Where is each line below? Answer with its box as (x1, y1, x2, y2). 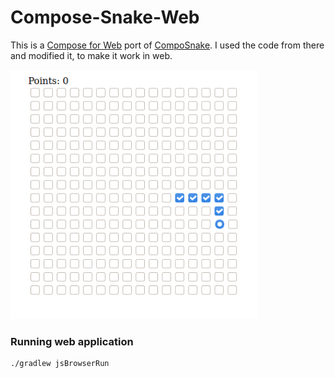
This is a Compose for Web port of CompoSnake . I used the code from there (10, 39, 325, 51)
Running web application (10, 334, 134, 348)
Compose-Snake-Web (10, 6, 200, 29)
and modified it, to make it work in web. (10, 49, 173, 61)
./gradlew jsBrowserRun (10, 358, 110, 368)
